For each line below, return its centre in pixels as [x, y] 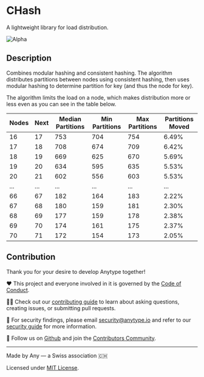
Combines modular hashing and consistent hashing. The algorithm [90, 73]
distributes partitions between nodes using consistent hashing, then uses [98, 79]
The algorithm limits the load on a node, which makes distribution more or [98, 97]
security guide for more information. [52, 326]
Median [70, 119]
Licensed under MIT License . [43, 367]
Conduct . [18, 290]
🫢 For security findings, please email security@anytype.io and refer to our [99, 320]
